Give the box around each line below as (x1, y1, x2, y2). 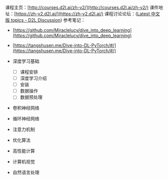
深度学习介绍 (20, 75, 47, 81)
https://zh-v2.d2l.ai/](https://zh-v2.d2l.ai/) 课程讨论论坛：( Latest (16, 11, 150, 17)
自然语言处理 (12, 169, 39, 175)
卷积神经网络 (12, 105, 39, 111)
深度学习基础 (12, 58, 39, 64)
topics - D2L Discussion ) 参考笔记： (11, 17, 86, 23)
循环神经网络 (12, 116, 39, 122)
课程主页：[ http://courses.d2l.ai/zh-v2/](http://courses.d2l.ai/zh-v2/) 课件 (5, 5, 159, 10)
